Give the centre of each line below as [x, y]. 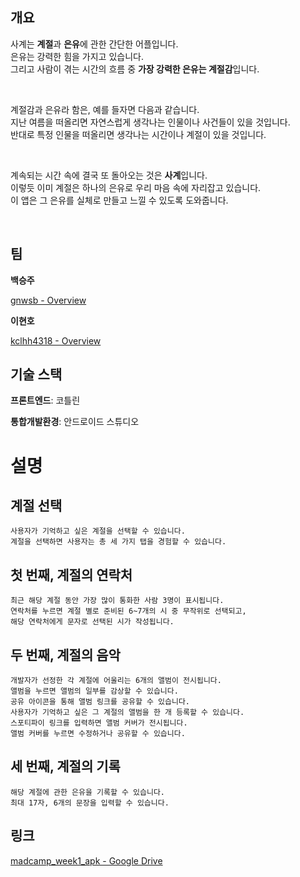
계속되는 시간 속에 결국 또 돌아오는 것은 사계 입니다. [109, 175]
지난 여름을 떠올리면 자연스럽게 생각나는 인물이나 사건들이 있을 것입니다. [150, 122]
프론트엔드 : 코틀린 [45, 400]
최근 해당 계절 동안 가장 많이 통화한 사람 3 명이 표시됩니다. [117, 601]
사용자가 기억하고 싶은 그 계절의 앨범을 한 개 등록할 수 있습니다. [127, 713]
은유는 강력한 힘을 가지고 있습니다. [77, 56]
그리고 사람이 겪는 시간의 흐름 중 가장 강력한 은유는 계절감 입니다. [135, 69]
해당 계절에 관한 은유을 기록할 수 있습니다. [88, 792]
